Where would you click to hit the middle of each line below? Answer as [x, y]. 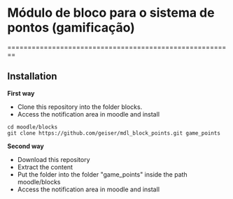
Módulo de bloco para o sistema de [111, 13]
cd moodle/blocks [33, 127]
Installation [32, 76]
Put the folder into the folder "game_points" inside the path [102, 174]
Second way [26, 146]
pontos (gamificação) [71, 28]
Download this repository [54, 159]
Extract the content [45, 167]
